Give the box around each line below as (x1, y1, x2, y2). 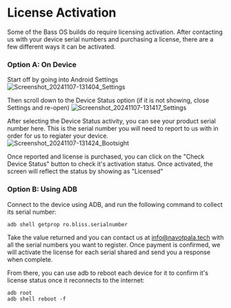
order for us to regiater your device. (7, 132, 109, 140)
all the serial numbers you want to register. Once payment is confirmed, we (7, 240, 221, 248)
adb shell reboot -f (7, 296, 67, 302)
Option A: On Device (7, 60, 77, 69)
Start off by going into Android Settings (7, 75, 119, 84)
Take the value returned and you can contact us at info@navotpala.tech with (7, 233, 224, 242)
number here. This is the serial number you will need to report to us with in (7, 125, 219, 133)
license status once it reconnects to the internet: (7, 275, 145, 284)
